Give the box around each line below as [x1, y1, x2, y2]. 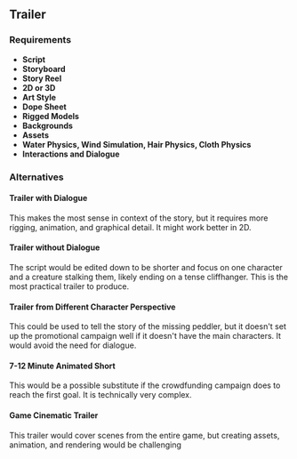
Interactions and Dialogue [21, 149, 120, 159]
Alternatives [9, 171, 64, 183]
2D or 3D [21, 82, 56, 93]
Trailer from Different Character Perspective [9, 302, 176, 312]
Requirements [9, 34, 72, 46]
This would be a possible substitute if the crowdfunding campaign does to [9, 380, 281, 391]
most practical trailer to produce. [9, 281, 130, 292]
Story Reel [21, 73, 62, 84]
